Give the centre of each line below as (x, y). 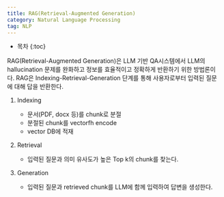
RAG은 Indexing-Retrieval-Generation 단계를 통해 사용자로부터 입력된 (110, 78)
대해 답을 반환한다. (39, 87)
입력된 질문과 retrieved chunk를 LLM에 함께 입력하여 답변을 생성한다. (120, 187)
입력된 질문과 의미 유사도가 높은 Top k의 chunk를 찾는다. (103, 159)
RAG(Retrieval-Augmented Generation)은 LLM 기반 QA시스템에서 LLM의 (106, 61)
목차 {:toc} (31, 47)
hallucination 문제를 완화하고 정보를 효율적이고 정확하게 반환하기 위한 (100, 70)
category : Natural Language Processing (64, 20)
